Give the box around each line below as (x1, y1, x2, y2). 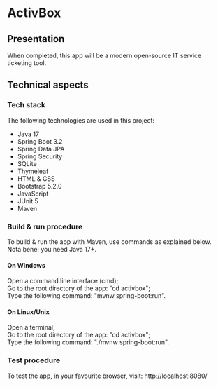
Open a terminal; (7, 323, 55, 332)
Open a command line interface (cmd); (7, 277, 119, 285)
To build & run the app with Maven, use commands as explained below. (7, 237, 212, 246)
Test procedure (7, 355, 61, 365)
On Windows (7, 261, 45, 269)
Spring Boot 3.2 (17, 137, 63, 145)
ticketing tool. (7, 59, 47, 67)
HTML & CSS (17, 174, 55, 183)
